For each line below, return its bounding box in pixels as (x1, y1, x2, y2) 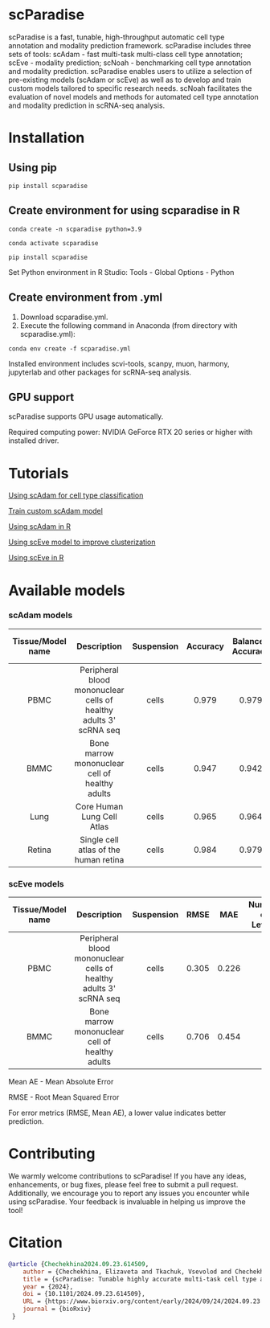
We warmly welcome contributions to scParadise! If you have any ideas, (8, 1171, 247, 1181)
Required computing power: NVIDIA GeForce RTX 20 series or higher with (8, 428, 253, 437)
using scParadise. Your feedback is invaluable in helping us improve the (8, 1197, 247, 1207)
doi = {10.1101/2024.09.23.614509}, (22, 1290, 146, 1298)
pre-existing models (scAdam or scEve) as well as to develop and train (8, 75, 242, 84)
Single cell (80, 834, 119, 845)
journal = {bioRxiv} (22, 1305, 92, 1314)
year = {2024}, (22, 1282, 74, 1291)
